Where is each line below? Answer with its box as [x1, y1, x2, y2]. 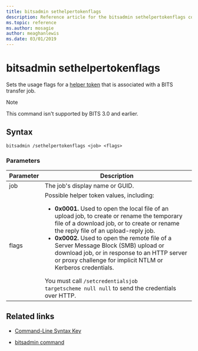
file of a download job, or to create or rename [55, 219, 180, 228]
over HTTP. [44, 291, 77, 300]
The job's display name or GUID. [44, 182, 134, 190]
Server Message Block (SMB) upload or [55, 241, 165, 250]
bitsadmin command [14, 339, 65, 346]
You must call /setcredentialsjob [44, 277, 138, 285]
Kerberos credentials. [55, 264, 114, 272]
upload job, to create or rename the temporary [55, 212, 183, 220]
